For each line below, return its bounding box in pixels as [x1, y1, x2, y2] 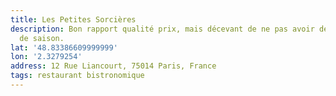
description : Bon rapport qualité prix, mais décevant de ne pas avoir [10, 24, 315, 34]
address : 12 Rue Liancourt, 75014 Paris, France [10, 61, 217, 71]
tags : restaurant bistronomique [10, 71, 145, 81]
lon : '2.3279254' [10, 52, 83, 62]
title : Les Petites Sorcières [10, 14, 137, 25]
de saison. [19, 33, 65, 43]
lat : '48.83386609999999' [10, 42, 118, 53]
